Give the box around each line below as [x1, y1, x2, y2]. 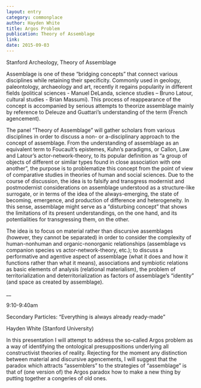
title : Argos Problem [6, 25, 60, 32]
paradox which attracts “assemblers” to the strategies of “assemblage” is [6, 362, 187, 369]
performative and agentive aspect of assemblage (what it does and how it [6, 252, 188, 260]
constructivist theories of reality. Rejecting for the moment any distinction [6, 349, 187, 356]
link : [6, 37, 20, 43]
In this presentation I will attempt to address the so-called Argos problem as [6, 336, 193, 344]
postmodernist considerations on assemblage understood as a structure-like [6, 184, 195, 191]
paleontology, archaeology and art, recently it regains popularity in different [6, 83, 193, 90]
